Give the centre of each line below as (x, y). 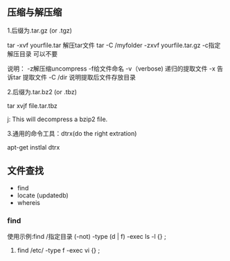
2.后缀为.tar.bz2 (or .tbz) (42, 91)
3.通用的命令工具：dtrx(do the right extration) (72, 133)
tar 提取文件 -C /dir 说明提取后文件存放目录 (74, 77)
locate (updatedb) (43, 195)
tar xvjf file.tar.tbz (32, 105)
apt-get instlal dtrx (34, 147)
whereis (28, 202)
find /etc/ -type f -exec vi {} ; (59, 250)
